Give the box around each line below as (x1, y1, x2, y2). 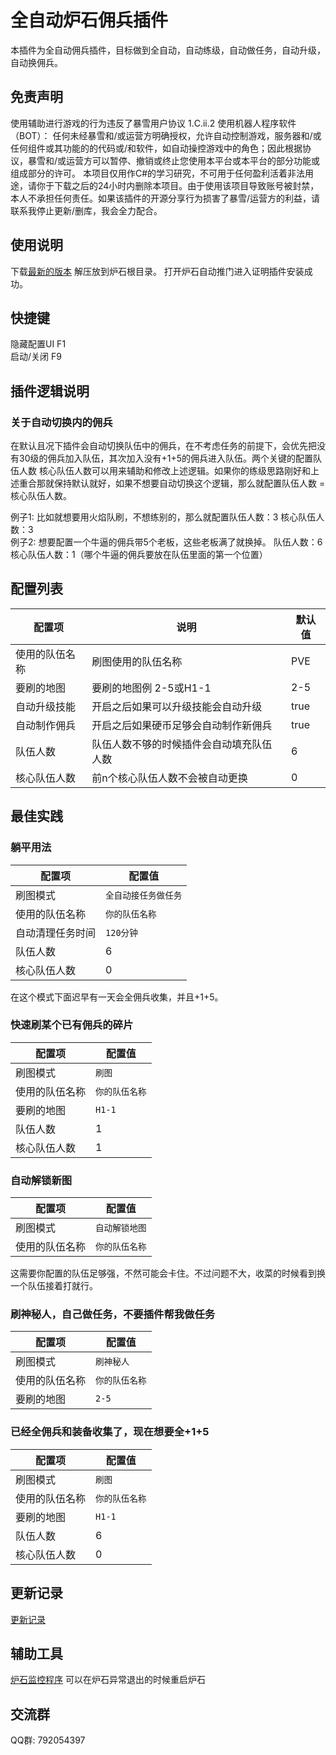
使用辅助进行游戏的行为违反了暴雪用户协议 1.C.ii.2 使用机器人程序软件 (10, 117, 297, 129)
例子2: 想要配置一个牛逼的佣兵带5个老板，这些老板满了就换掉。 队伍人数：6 (10, 536, 323, 548)
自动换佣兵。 (10, 56, 63, 68)
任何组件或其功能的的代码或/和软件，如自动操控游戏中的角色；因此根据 (10, 142, 303, 154)
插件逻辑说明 (10, 382, 90, 400)
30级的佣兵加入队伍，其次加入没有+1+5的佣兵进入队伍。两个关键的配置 (18, 452, 314, 465)
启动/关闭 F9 (10, 351, 62, 363)
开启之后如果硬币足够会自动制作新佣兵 (91, 718, 273, 732)
